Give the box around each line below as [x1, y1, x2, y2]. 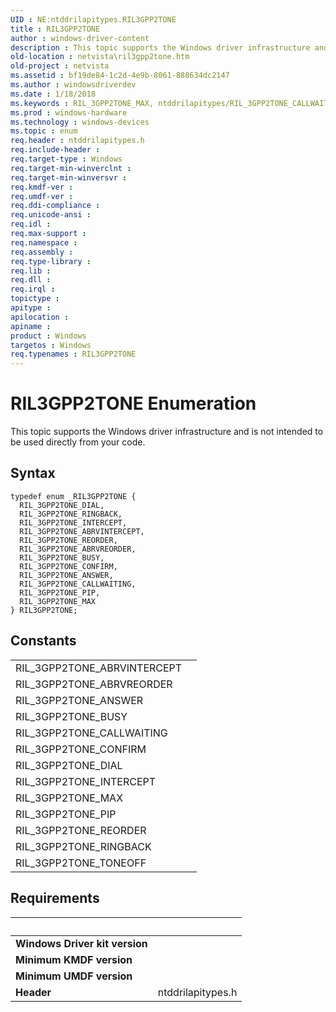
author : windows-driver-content [10, 33, 150, 43]
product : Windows [10, 331, 87, 341]
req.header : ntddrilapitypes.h [10, 136, 145, 146]
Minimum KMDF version [15, 952, 133, 966]
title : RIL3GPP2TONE [10, 24, 101, 34]
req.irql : [10, 284, 56, 295]
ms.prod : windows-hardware [10, 107, 128, 118]
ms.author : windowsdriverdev [10, 80, 137, 90]
